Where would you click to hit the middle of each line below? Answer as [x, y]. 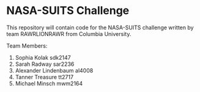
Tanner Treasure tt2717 [44, 77]
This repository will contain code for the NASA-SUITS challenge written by [100, 27]
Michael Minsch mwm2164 [49, 83]
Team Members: [27, 46]
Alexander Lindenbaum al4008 [54, 70]
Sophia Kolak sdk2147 [43, 57]
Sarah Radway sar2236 [45, 64]
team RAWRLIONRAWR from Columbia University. [69, 34]
